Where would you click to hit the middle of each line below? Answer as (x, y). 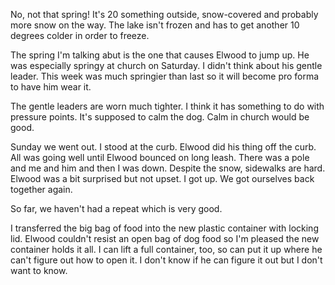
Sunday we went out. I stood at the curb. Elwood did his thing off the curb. (163, 147)
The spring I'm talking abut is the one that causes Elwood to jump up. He (160, 55)
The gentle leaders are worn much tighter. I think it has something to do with (167, 106)
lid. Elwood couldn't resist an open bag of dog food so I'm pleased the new (165, 238)
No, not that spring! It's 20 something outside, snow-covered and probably (164, 14)
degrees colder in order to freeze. (80, 35)
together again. (41, 189)
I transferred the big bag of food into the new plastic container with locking (164, 228)
